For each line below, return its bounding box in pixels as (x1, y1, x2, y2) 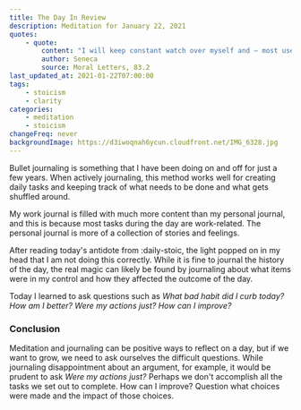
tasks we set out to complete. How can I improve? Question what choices (9, 381, 280, 392)
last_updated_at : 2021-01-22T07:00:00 (9, 72, 154, 81)
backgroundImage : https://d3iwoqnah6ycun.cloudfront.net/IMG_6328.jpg (9, 138, 279, 147)
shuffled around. (9, 191, 71, 201)
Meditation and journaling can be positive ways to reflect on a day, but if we (9, 343, 289, 354)
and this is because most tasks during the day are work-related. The (9, 218, 262, 228)
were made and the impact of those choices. (9, 390, 175, 401)
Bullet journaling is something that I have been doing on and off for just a (9, 162, 278, 173)
